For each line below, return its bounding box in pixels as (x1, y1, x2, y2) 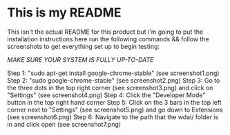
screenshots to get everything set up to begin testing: (7, 42, 160, 50)
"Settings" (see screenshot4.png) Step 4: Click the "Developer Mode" (7, 91, 206, 99)
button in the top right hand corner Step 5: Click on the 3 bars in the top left (7, 98, 222, 106)
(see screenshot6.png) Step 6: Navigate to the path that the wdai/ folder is (7, 112, 219, 121)
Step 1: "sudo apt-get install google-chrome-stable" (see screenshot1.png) (7, 69, 220, 77)
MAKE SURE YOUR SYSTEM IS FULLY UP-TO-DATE (7, 55, 154, 63)
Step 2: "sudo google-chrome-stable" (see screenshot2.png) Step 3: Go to (7, 76, 220, 84)
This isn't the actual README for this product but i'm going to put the (7, 28, 204, 36)
